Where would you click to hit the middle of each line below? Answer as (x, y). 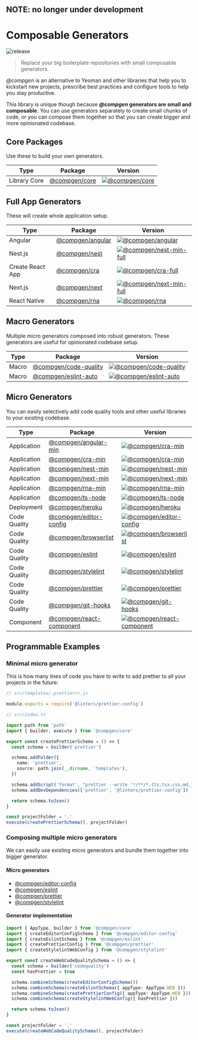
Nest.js (19, 253)
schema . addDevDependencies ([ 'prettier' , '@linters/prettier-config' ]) (100, 790)
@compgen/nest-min (79, 468)
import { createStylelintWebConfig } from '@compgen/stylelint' (87, 950)
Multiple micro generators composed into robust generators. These (88, 336)
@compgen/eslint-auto (65, 376)
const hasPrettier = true (43, 972)
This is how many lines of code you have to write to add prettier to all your (96, 676)
